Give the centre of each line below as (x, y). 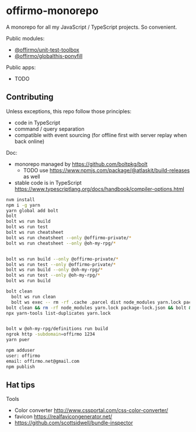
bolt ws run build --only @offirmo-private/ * (62, 259)
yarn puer (18, 340)
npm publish (20, 367)
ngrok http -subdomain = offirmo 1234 (50, 334)
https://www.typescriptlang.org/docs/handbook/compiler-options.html (99, 189)
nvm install (20, 200)
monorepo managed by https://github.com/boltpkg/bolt (81, 164)
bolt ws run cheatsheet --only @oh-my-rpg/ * (61, 243)
